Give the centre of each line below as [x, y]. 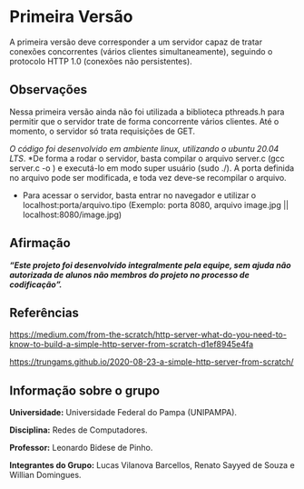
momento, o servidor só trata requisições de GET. [103, 131]
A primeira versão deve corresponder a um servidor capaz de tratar [136, 42]
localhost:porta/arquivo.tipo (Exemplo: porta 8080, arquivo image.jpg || [155, 205]
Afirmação [40, 243]
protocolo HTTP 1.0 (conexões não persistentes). [101, 61]
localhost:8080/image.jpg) [72, 215]
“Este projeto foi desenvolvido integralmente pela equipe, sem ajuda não [151, 264]
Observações [49, 90]
